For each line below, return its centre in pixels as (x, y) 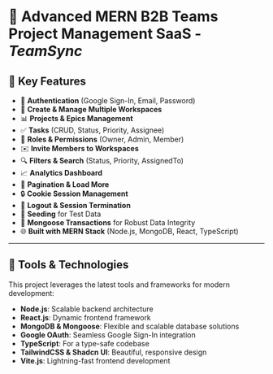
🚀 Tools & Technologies (69, 265)
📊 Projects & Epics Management (76, 118)
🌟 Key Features (48, 81)
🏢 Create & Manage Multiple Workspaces (91, 109)
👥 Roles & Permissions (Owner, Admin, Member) (102, 139)
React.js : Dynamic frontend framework (86, 317)
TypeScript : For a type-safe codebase (85, 343)
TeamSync (45, 51)
